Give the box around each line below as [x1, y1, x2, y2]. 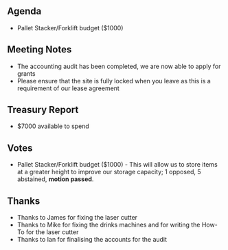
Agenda [7, 6, 42, 17]
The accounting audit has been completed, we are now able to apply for [16, 62, 221, 70]
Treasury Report [7, 104, 79, 116]
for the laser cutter [26, 228, 79, 236]
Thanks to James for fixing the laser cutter [16, 213, 138, 222]
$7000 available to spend [16, 122, 89, 130]
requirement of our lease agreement [16, 84, 120, 92]
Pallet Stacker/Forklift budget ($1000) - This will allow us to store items [16, 160, 218, 169]
